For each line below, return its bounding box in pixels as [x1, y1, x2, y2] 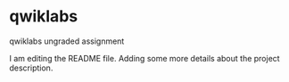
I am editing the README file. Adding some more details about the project [9, 53, 280, 63]
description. [9, 62, 54, 73]
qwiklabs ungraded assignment [9, 36, 125, 46]
